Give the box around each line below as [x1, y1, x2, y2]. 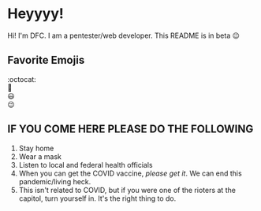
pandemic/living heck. [18, 176, 91, 186]
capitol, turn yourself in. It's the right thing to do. [18, 194, 177, 203]
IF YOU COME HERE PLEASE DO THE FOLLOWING [7, 123, 254, 136]
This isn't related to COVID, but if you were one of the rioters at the [18, 185, 236, 194]
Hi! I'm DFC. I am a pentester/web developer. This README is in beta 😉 [7, 31, 240, 40]
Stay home [18, 143, 54, 153]
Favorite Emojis [7, 54, 85, 67]
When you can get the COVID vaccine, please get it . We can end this [18, 168, 242, 178]
